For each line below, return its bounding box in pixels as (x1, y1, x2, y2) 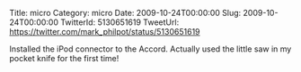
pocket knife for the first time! (9, 53, 120, 63)
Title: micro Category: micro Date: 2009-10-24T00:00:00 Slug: (9, 8, 242, 18)
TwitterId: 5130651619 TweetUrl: (59, 17, 180, 28)
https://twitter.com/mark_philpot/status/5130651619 (9, 27, 200, 36)
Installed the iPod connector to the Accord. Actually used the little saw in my (9, 44, 292, 54)
